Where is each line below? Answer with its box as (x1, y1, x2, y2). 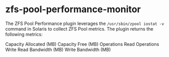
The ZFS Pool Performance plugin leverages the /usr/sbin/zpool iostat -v (5, 20, 164, 26)
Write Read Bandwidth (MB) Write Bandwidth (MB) (5, 46, 111, 52)
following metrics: (5, 31, 43, 37)
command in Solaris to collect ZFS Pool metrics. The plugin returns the (5, 25, 154, 32)
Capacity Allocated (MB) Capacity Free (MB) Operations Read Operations (5, 41, 159, 47)
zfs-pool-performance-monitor (5, 4, 141, 15)
